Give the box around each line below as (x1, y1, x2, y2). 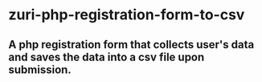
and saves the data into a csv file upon (8, 50, 205, 64)
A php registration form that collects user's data (8, 38, 255, 51)
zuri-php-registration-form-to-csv (8, 6, 245, 24)
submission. (8, 63, 72, 76)
